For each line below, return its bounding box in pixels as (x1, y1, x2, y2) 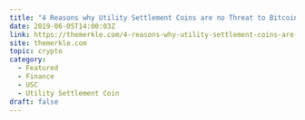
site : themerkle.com (9, 38, 88, 48)
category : (9, 55, 47, 64)
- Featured (17, 64, 59, 73)
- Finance (17, 72, 54, 81)
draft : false (9, 97, 59, 106)
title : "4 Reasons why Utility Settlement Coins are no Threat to (9, 13, 266, 23)
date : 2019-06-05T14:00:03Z (9, 22, 116, 31)
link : (9, 30, 30, 39)
